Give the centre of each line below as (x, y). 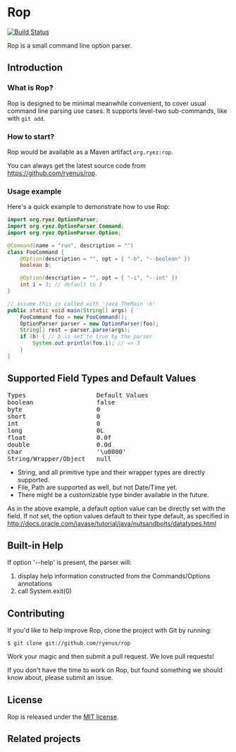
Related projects (44, 739)
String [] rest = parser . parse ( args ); (75, 330)
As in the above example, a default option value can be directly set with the (116, 508)
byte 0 (54, 409)
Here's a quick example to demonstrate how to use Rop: (89, 207)
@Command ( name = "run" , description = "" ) (70, 245)
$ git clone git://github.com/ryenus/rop (69, 643)
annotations (35, 584)
